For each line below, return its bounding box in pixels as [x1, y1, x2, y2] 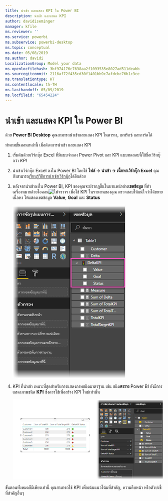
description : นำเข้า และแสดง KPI [5, 13, 66, 19]
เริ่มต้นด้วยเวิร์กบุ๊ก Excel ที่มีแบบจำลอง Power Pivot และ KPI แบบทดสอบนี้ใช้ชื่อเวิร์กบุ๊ [12, 152, 161, 158]
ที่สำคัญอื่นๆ [5, 490, 24, 496]
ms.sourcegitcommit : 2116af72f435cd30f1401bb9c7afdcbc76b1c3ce [5, 72, 140, 77]
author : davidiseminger [5, 19, 55, 24]
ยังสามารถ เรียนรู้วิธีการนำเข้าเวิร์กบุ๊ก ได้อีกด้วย [12, 173, 86, 179]
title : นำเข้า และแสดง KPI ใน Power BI [5, 8, 79, 13]
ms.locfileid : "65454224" [5, 93, 59, 98]
